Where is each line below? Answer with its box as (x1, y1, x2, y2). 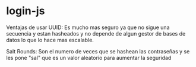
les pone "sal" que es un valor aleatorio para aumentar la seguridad (6, 54, 172, 61)
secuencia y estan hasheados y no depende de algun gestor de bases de (6, 30, 186, 37)
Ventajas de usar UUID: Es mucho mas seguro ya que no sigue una (6, 24, 170, 31)
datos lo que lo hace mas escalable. (6, 36, 94, 43)
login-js (6, 4, 45, 18)
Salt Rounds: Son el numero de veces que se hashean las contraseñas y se (6, 47, 190, 55)
